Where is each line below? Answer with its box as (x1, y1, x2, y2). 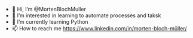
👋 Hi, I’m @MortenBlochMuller (11, 6, 87, 12)
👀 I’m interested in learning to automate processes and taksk (11, 12, 161, 19)
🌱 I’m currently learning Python (11, 18, 88, 25)
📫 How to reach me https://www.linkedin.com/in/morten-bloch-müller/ (11, 25, 187, 32)
